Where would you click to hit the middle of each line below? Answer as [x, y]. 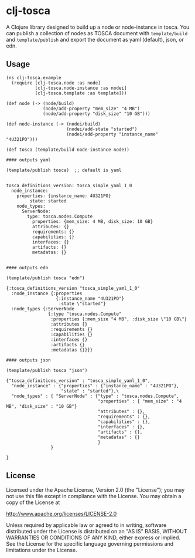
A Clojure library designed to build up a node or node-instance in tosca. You [98, 27]
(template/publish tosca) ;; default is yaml [64, 170]
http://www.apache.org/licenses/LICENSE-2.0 [61, 513]
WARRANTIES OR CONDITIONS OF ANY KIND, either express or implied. [93, 537]
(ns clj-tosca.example [34, 77]
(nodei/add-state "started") [102, 129]
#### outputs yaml [28, 160]
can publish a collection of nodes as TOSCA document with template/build [97, 33]
